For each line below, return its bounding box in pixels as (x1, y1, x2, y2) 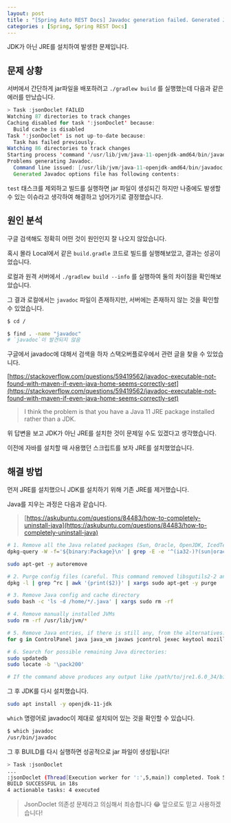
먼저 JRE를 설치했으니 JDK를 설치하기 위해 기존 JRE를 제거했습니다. (7, 486, 189, 494)
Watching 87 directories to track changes (7, 113, 131, 121)
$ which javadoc (7, 728, 54, 735)
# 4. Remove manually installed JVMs (7, 611, 115, 618)
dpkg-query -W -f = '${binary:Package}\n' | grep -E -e (7, 548, 165, 555)
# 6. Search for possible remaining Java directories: (7, 648, 168, 655)
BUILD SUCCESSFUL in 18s (7, 780, 78, 787)
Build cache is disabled (13, 125, 85, 133)
